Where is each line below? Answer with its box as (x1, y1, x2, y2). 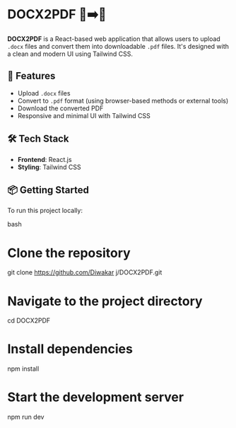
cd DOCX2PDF (7, 316, 51, 325)
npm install (7, 364, 40, 373)
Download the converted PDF (17, 104, 104, 112)
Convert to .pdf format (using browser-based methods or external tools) (17, 96, 229, 105)
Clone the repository (7, 245, 131, 261)
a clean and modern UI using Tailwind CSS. (7, 50, 133, 58)
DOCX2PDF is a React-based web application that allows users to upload (7, 34, 220, 43)
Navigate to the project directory (7, 293, 203, 309)
